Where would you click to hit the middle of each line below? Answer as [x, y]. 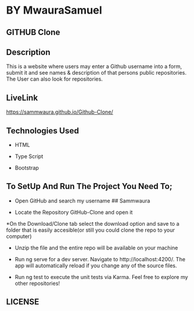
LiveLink [22, 97]
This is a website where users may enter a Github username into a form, [94, 66]
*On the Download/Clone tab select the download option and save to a [93, 223]
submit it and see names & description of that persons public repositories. [96, 73]
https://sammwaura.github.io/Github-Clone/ [60, 112]
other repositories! [37, 283]
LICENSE [23, 302]
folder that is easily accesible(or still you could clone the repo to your [90, 230]
